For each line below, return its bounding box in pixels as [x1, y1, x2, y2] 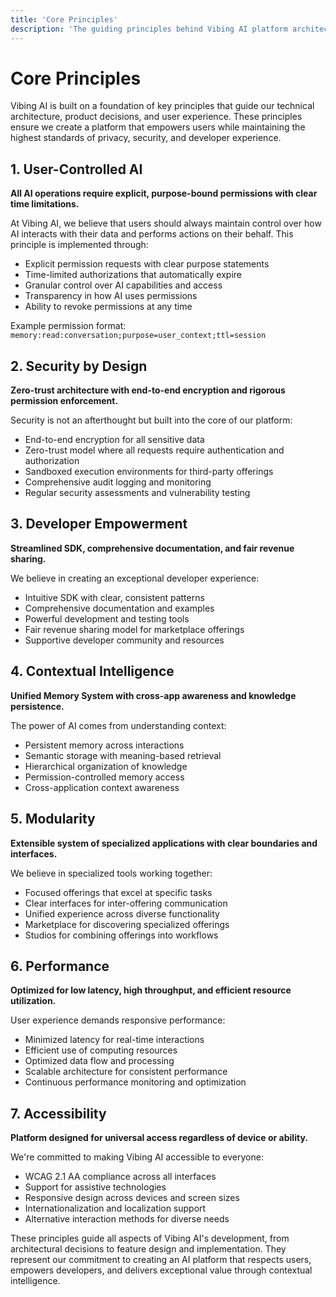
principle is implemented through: [10, 239, 149, 251]
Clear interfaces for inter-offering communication [24, 897, 228, 909]
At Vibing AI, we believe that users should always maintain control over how [10, 217, 322, 230]
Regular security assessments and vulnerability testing [24, 487, 251, 499]
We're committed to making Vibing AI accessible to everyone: [10, 1151, 264, 1163]
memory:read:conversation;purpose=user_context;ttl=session [10, 331, 267, 341]
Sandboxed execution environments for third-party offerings [24, 466, 274, 478]
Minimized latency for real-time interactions [24, 1034, 205, 1046]
